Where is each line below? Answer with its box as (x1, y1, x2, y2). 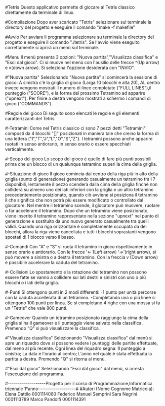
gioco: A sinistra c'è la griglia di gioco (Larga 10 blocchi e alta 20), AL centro (5, 79, 161, 85)
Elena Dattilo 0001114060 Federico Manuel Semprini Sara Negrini (5, 391, 137, 397)
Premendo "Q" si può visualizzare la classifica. (5, 325, 100, 331)
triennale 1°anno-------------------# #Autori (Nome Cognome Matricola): (5, 386, 154, 392)
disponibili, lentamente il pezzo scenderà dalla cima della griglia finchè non (5, 181, 158, 187)
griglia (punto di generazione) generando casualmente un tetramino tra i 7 (5, 176, 156, 182)
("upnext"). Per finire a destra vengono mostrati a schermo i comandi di (5, 95, 151, 101)
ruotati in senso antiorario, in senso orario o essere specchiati (5, 141, 131, 147)
